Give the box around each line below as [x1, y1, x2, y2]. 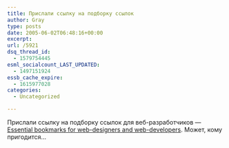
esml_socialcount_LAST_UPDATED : [7, 61, 100, 68]
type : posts [7, 23, 41, 30]
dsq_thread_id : [7, 49, 51, 56]
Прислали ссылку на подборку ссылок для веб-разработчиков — [7, 118, 201, 126]
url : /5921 [7, 42, 39, 49]
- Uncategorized [13, 94, 60, 101]
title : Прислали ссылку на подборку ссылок [7, 10, 135, 17]
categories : [7, 87, 41, 94]
